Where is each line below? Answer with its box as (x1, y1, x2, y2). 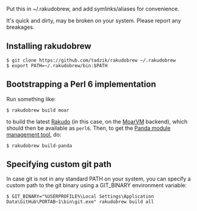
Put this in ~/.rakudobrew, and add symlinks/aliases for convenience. (6, 5, 180, 12)
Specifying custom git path (6, 159, 112, 170)
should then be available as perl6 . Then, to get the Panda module (6, 124, 171, 132)
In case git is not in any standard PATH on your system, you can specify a (6, 175, 191, 182)
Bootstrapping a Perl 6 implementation (6, 79, 157, 90)
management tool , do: (6, 131, 62, 138)
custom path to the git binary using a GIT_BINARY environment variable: (6, 182, 187, 189)
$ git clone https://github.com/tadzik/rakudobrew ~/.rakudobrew (6, 57, 176, 63)
